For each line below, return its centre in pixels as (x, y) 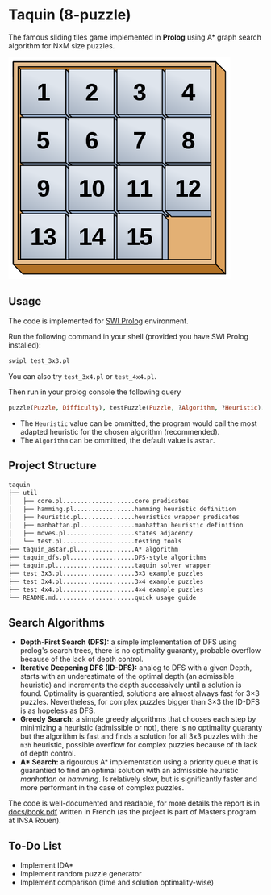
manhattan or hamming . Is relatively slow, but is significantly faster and (139, 779)
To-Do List (35, 845)
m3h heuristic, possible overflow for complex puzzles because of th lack (139, 745)
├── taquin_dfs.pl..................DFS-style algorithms (108, 558)
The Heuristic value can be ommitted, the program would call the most (138, 423)
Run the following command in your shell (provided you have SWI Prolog (128, 336)
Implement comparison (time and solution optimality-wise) (117, 882)
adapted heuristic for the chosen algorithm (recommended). (120, 431)
